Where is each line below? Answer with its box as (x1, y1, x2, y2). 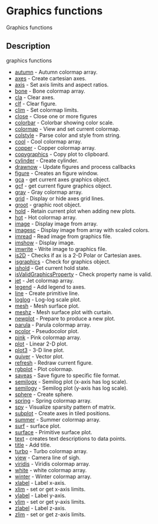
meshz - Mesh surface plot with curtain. (14, 308, 112, 316)
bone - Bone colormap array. (14, 87, 86, 95)
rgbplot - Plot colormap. (14, 365, 73, 372)
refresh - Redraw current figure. (14, 359, 93, 366)
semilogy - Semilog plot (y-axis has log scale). (14, 384, 128, 391)
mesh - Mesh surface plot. (14, 302, 80, 309)
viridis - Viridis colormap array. (14, 460, 91, 467)
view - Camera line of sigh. (14, 454, 81, 461)
